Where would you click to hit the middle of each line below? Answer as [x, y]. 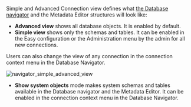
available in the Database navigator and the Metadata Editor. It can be [99, 91]
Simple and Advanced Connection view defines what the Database [87, 9]
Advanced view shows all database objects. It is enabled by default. [98, 26]
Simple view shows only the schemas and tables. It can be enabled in [99, 32]
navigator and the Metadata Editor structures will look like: [77, 15]
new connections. [36, 45]
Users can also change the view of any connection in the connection [89, 56]
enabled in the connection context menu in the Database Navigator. [96, 98]
